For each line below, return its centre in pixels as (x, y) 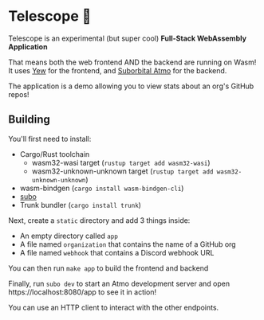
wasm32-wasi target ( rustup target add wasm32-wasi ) (121, 162)
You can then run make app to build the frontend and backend (108, 268)
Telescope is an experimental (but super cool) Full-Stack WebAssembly (128, 38)
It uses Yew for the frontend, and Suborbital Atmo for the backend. (118, 70)
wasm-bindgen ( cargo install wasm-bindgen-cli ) (102, 188)
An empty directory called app (69, 236)
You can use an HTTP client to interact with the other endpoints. (114, 307)
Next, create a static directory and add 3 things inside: (99, 220)
